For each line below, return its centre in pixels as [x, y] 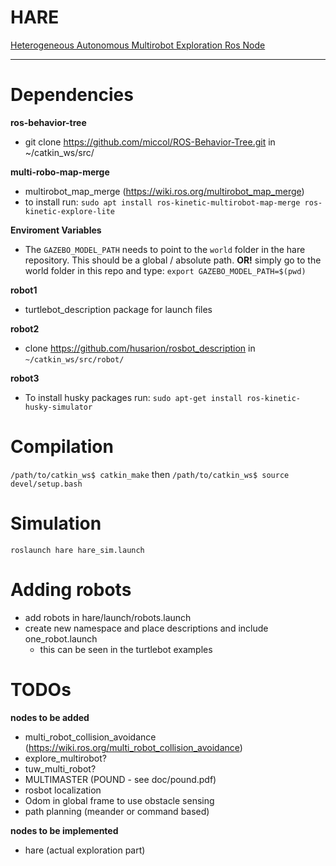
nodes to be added [50, 717]
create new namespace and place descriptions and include [146, 628]
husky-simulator [58, 407]
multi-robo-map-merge [60, 172]
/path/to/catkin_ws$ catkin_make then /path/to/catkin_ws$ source [150, 474]
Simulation [56, 523]
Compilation [62, 447]
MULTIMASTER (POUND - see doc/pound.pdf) [120, 779]
